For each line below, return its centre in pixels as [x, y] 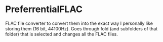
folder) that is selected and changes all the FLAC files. [62, 34]
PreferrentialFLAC [44, 9]
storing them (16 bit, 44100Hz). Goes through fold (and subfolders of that [81, 28]
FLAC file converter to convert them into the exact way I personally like [79, 23]
